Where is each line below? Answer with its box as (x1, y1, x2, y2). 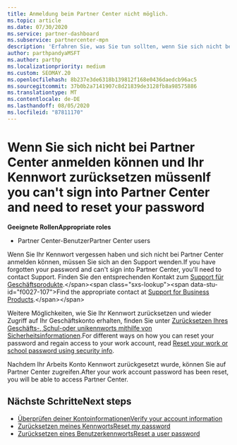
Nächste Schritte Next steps (7, 396, 132, 408)
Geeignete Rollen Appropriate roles (7, 222, 111, 231)
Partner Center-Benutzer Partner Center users (17, 236, 150, 244)
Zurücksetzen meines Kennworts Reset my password (17, 422, 171, 430)
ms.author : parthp (7, 57, 61, 64)
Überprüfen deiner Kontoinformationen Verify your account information (17, 414, 223, 422)
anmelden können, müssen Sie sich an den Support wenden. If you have (7, 257, 217, 266)
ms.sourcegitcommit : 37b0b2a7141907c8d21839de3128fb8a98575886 (7, 83, 197, 90)
